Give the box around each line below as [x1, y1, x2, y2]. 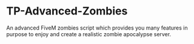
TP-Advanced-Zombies [6, 4, 128, 18]
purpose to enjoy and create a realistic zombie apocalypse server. [6, 30, 172, 37]
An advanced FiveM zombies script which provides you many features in [6, 24, 188, 31]
